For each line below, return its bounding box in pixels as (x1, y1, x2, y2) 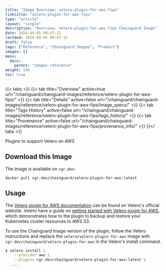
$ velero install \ (5, 248, 46, 253)
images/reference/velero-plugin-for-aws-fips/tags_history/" (5, 112, 129, 118)
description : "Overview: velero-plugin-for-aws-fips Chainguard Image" (5, 26, 157, 31)
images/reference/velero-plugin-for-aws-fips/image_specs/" (5, 102, 131, 108)
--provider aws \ (14, 253, 50, 258)
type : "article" (5, 16, 39, 21)
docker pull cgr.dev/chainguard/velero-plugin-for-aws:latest (5, 175, 137, 180)
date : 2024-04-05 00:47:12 (5, 30, 61, 35)
